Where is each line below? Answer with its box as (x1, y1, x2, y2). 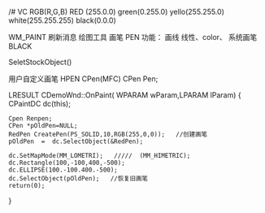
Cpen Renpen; (8, 115, 53, 123)
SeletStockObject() (8, 57, 72, 67)
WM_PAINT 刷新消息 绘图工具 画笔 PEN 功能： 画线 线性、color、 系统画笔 (8, 33, 258, 41)
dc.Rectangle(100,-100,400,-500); (8, 159, 126, 167)
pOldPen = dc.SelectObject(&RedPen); (8, 137, 144, 146)
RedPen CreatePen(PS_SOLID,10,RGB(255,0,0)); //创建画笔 (8, 130, 208, 138)
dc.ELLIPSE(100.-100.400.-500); (8, 166, 118, 174)
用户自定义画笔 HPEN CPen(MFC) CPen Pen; (8, 74, 159, 84)
